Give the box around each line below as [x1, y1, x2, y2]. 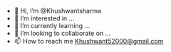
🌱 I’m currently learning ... [14, 22, 90, 30]
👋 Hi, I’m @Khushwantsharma [14, 7, 102, 15]
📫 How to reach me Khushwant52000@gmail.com [14, 37, 164, 45]
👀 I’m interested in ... [14, 14, 75, 22]
